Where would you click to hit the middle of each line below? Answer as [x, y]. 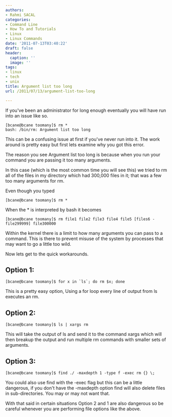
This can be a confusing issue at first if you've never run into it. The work [83, 139]
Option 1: [20, 270]
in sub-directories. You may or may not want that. [58, 393]
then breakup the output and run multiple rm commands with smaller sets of [86, 340]
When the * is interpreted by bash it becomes [53, 210]
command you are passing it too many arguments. [58, 160]
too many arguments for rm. [35, 181]
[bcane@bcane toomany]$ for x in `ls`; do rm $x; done [65, 282]
